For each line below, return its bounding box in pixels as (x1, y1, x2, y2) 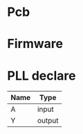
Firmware (7, 36, 64, 52)
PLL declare (7, 67, 76, 83)
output (37, 116, 59, 126)
